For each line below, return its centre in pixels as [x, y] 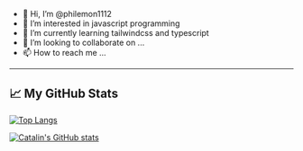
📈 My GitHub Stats [64, 94]
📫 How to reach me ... [64, 53]
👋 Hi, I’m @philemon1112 [67, 14]
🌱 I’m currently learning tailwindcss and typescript [115, 33]
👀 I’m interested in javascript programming [101, 23]
